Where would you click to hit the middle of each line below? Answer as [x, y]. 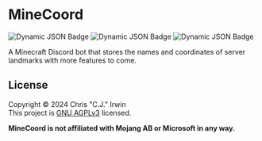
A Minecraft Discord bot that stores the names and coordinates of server [127, 51]
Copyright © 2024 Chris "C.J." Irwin [67, 104]
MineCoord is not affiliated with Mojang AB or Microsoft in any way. [122, 128]
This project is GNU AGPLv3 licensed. [70, 112]
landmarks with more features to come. [73, 60]
